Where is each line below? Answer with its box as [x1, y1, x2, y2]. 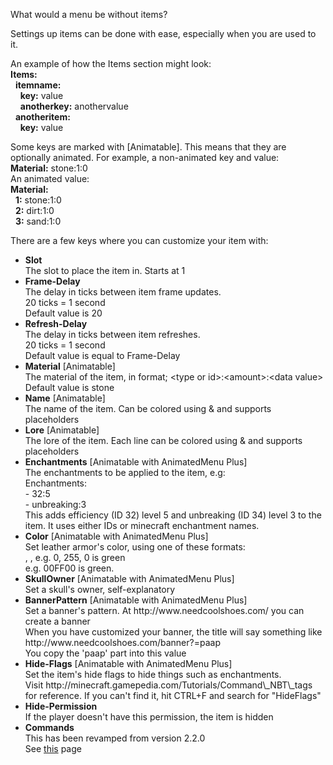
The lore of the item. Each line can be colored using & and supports [24, 435, 303, 446]
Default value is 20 [24, 307, 103, 319]
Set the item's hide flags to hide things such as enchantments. [24, 669, 282, 680]
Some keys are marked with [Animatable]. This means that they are [10, 141, 287, 153]
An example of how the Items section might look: [10, 58, 212, 69]
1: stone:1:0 [14, 194, 62, 206]
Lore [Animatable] [24, 424, 100, 436]
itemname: [14, 79, 62, 91]
